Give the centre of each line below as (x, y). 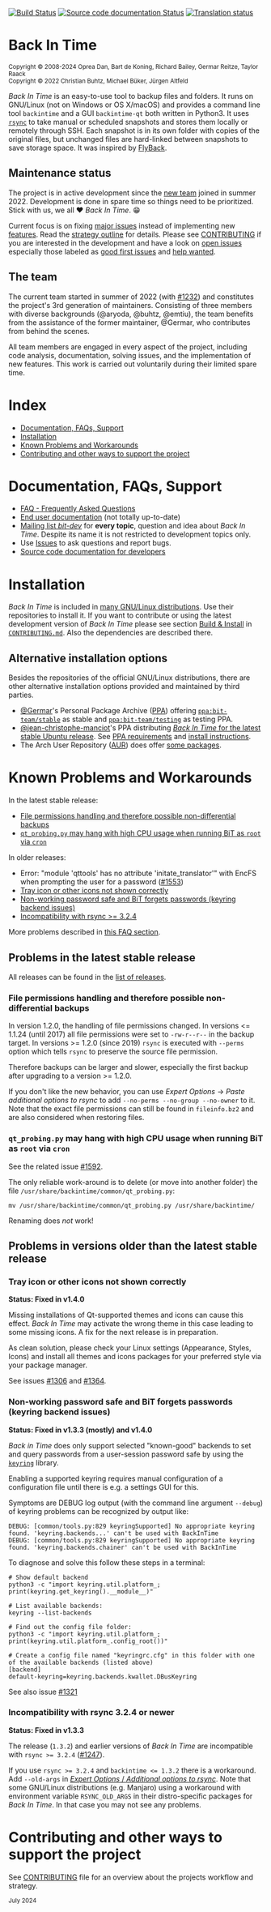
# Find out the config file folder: (70, 1627)
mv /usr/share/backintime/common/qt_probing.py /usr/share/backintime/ (131, 1205)
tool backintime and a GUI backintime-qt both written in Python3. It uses (129, 113)
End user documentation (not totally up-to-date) (100, 517)
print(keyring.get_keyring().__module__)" (81, 1591)
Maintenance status (60, 173)
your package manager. (48, 1365)
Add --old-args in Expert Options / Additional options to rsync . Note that (130, 1778)
